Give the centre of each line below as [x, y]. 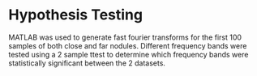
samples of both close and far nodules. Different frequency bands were [128, 45]
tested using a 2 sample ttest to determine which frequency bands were [128, 54]
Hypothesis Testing [76, 15]
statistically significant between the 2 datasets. [87, 63]
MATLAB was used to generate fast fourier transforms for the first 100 [125, 37]
